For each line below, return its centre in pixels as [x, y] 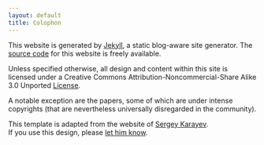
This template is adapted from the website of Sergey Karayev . [108, 124]
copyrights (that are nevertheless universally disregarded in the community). [132, 109]
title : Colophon [35, 23]
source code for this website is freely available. [85, 53]
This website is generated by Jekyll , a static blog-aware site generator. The [130, 45]
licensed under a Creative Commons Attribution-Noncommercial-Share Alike [132, 77]
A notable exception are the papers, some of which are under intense [121, 100]
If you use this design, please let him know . [78, 132]
